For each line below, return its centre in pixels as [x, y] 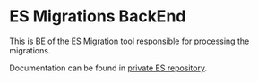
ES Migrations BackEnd [98, 16]
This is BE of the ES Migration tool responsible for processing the [129, 41]
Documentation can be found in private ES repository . [108, 68]
